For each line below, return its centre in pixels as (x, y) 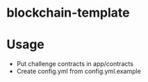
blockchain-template (68, 13)
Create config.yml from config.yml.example (79, 72)
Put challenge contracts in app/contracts (75, 64)
